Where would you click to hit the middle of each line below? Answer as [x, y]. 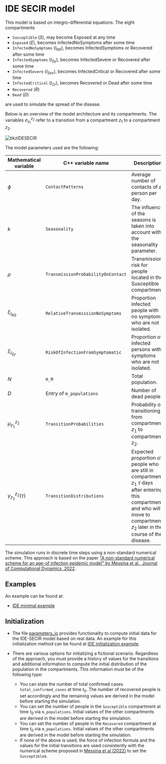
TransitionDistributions [75, 496]
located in [143, 277]
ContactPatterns [64, 187]
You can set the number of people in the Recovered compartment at [88, 723]
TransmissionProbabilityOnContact [86, 274]
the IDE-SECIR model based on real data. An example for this [74, 638]
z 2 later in [143, 528]
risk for [140, 265]
